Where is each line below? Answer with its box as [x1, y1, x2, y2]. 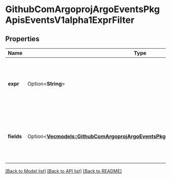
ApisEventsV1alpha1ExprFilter [5, 14, 135, 26]
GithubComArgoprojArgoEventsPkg [5, 4, 160, 15]
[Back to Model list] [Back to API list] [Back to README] [5, 168, 122, 174]
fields [8, 133, 22, 140]
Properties [5, 34, 40, 43]
